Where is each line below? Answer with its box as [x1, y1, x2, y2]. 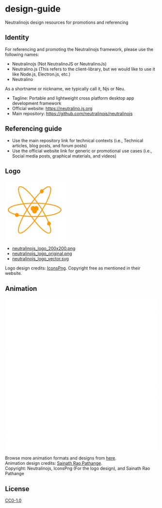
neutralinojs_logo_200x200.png [12, 246, 76, 252]
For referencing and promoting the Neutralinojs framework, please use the [5, 46, 154, 52]
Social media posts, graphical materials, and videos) [12, 153, 117, 159]
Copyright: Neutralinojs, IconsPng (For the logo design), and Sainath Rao [5, 465, 150, 471]
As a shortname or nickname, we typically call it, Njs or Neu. [5, 86, 126, 92]
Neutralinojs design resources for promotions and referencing [5, 19, 129, 25]
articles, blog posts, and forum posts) [12, 143, 87, 148]
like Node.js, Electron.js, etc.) [12, 71, 71, 77]
